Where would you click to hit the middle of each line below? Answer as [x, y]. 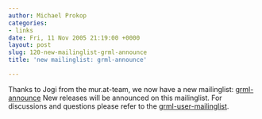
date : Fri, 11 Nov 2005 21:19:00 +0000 [74, 38]
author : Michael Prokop [48, 15]
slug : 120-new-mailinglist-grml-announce [78, 52]
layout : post [30, 45]
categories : [28, 23]
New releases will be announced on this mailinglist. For [132, 98]
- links [21, 30]
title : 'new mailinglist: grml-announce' [78, 60]
